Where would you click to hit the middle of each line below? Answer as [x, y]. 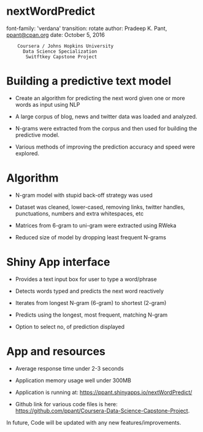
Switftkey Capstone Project [61, 56]
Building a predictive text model [89, 81]
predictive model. [37, 135]
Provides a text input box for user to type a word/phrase [86, 279]
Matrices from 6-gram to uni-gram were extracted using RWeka [96, 225]
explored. [27, 153]
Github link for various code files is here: [66, 404]
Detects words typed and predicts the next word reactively [89, 291]
